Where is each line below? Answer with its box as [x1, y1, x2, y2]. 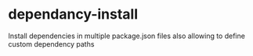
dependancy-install [8, 5, 139, 23]
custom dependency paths [8, 39, 95, 48]
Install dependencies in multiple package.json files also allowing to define [8, 31, 245, 40]
